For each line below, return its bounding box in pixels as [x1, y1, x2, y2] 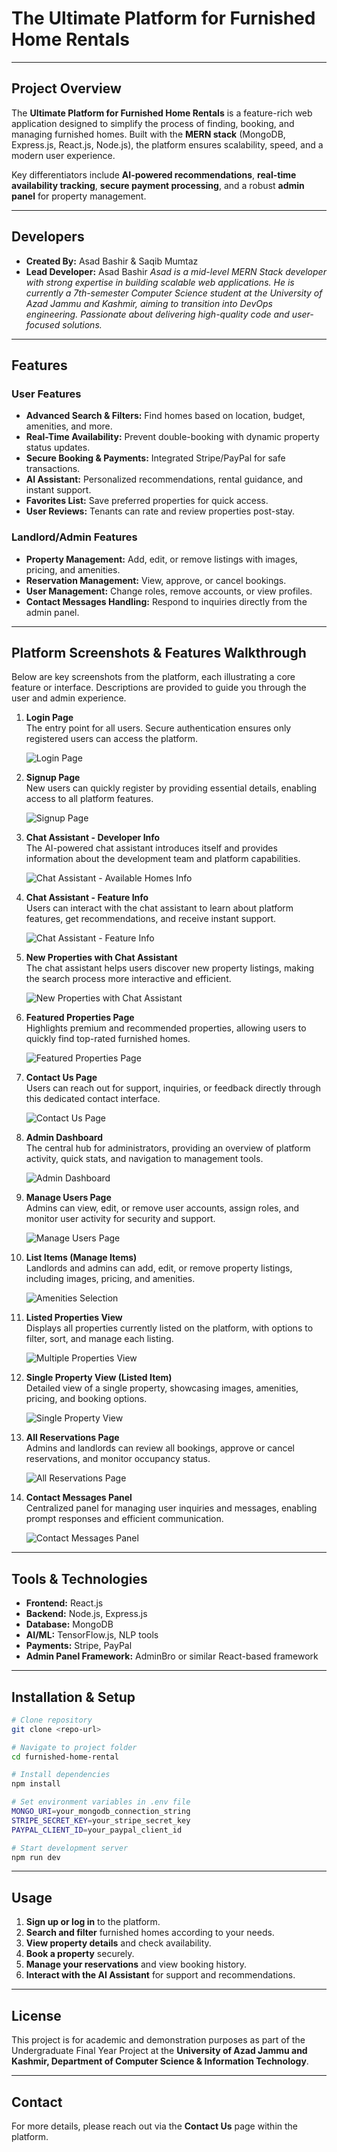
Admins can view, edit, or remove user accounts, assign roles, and [25, 1202, 300, 1214]
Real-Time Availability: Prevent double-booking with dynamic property [25, 431, 320, 443]
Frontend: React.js [25, 1597, 104, 1609]
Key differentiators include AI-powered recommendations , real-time [11, 168, 297, 181]
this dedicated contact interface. [25, 1093, 161, 1105]
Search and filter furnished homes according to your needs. [25, 1927, 275, 1939]
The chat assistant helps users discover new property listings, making [25, 962, 315, 974]
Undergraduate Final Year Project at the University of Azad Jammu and [11, 2045, 308, 2057]
